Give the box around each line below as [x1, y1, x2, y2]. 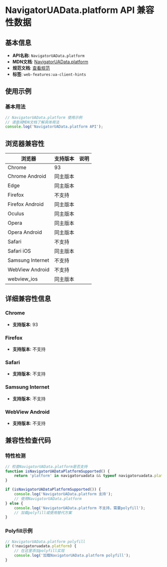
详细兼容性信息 [5, 294, 51, 303]
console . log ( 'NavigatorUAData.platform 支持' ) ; [14, 492, 113, 497]
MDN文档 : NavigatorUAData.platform [12, 59, 88, 65]
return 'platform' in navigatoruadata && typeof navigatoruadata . [14, 473, 155, 478]
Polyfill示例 [5, 528, 33, 535]
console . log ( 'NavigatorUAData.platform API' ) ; [5, 124, 103, 130]
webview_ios [7, 276, 38, 283]
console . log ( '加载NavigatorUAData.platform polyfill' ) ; [14, 553, 131, 558]
